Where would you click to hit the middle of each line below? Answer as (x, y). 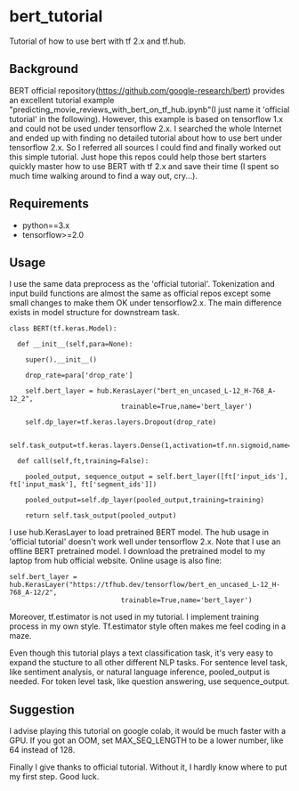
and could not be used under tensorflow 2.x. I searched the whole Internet (145, 128)
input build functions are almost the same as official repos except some (140, 294)
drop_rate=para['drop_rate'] (79, 376)
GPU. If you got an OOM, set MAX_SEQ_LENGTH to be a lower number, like (146, 740)
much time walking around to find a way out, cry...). (104, 175)
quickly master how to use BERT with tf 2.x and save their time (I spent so (144, 166)
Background (44, 69)
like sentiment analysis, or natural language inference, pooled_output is (140, 672)
